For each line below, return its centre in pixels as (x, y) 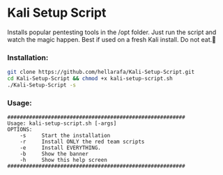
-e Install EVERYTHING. (60, 148)
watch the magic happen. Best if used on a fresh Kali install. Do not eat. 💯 (112, 39)
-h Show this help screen (64, 160)
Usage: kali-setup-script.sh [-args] (62, 123)
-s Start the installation (65, 136)
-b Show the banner (54, 154)
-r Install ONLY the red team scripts (82, 142)
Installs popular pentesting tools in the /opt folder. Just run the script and (112, 32)
